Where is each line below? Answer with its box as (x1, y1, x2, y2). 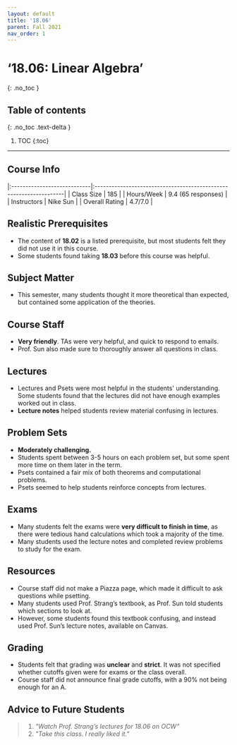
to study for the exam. (17, 545, 83, 553)
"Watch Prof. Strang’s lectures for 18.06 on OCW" (35, 722, 180, 731)
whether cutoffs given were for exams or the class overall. (17, 668, 187, 677)
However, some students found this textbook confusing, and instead (17, 614, 217, 622)
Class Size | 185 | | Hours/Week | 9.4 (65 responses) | (71, 190, 228, 198)
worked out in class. (17, 399, 76, 408)
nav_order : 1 (7, 30, 46, 37)
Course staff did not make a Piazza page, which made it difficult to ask (17, 583, 224, 593)
